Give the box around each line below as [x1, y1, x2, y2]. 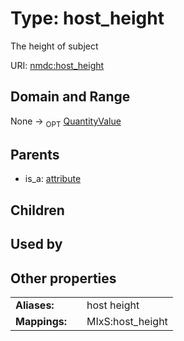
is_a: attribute [24, 173, 82, 185]
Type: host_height [10, 7, 165, 30]
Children [10, 202, 65, 219]
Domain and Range [10, 88, 131, 106]
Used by [10, 236, 63, 253]
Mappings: [15, 314, 68, 328]
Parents [10, 146, 60, 163]
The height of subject [10, 40, 99, 52]
